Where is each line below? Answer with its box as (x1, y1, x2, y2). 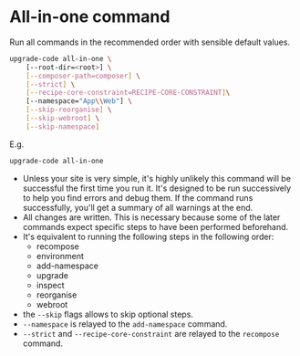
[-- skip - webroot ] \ (26, 114, 100, 123)
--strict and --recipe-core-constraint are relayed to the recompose (22, 328, 280, 339)
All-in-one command (9, 6, 171, 27)
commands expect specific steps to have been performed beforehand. (22, 221, 289, 232)
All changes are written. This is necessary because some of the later (22, 212, 281, 223)
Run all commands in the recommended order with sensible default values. (9, 37, 290, 47)
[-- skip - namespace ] (26, 121, 100, 131)
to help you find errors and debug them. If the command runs (22, 192, 253, 203)
